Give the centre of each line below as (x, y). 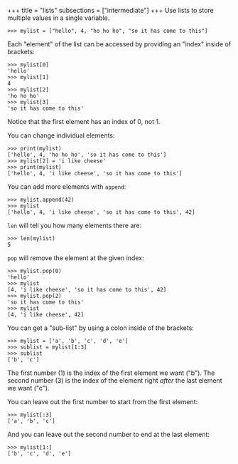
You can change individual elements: (61, 135)
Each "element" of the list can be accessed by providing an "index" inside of (119, 44)
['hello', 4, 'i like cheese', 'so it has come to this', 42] (101, 212)
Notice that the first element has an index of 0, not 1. (84, 122)
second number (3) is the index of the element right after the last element (115, 380)
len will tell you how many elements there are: (75, 225)
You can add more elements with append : (67, 187)
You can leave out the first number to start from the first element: (103, 402)
